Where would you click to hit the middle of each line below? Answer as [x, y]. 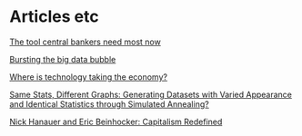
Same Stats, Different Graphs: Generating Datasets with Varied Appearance [151, 94]
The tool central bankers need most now [85, 42]
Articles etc [54, 17]
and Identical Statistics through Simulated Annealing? [109, 104]
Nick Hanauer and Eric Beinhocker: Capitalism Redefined [116, 121]
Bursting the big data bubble [63, 59]
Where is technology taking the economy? [89, 77]
